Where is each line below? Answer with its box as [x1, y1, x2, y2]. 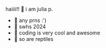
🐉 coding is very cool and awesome [13, 29, 101, 36]
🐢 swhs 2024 [13, 23, 46, 30]
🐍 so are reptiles [13, 36, 54, 42]
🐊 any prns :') [13, 17, 47, 23]
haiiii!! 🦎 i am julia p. [5, 6, 53, 12]
